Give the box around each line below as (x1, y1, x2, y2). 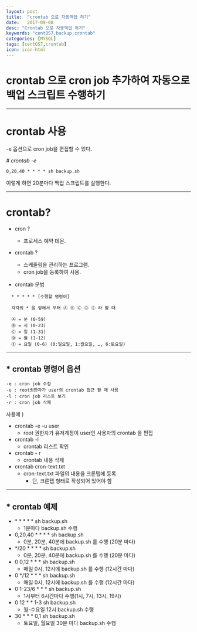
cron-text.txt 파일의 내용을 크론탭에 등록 (23, 470, 116, 477)
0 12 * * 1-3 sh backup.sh (14, 599, 76, 606)
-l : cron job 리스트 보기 (6, 393, 66, 399)
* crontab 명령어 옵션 (6, 364, 81, 374)
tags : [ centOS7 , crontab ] (6, 42, 67, 47)
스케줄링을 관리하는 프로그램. (23, 261, 90, 268)
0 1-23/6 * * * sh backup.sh (14, 586, 81, 593)
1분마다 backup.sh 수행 (23, 525, 78, 532)
